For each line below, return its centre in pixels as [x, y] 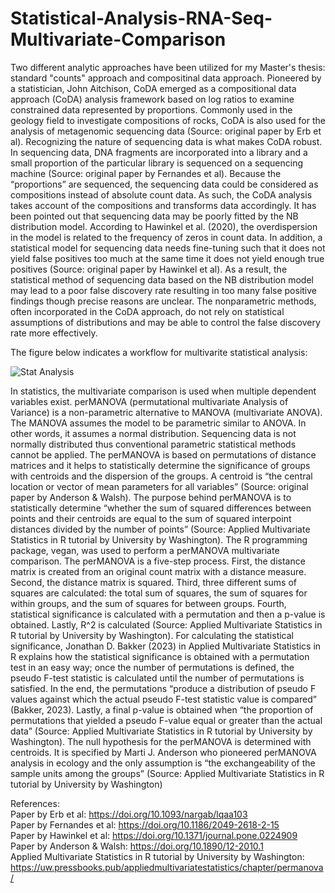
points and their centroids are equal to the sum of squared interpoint [151, 518]
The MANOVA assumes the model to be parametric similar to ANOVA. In [158, 423]
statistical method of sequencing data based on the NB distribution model [162, 279]
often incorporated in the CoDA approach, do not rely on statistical [147, 311]
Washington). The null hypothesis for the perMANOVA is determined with [161, 741]
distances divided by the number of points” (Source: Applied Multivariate [160, 529]
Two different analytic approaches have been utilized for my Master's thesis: [168, 67]
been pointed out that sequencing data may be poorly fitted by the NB [154, 216]
